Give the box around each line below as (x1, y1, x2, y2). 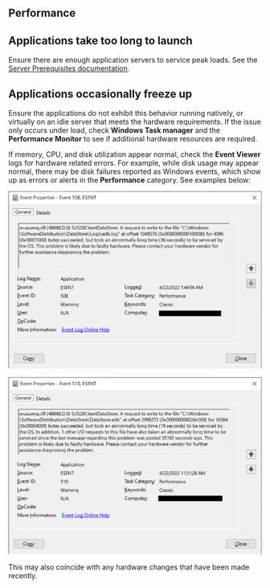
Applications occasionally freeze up (8, 87, 193, 101)
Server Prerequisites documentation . (8, 64, 130, 73)
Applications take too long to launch (8, 34, 193, 47)
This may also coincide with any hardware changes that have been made (8, 562, 250, 572)
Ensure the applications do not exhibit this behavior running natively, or (8, 109, 243, 118)
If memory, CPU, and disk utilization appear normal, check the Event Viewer (8, 150, 261, 159)
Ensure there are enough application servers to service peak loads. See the (8, 56, 258, 65)
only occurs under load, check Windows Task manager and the (8, 125, 221, 135)
